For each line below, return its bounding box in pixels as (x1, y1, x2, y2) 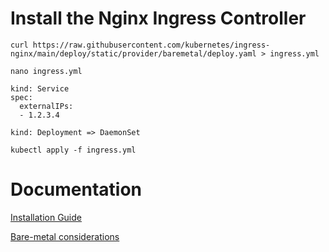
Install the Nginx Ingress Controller (10, 7, 307, 30)
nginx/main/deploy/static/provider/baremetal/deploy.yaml (10, 48, 257, 59)
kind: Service (10, 83, 70, 94)
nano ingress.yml (10, 66, 83, 76)
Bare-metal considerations (10, 230, 120, 242)
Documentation (10, 178, 143, 201)
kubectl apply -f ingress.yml (10, 145, 137, 155)
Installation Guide (10, 211, 82, 223)
